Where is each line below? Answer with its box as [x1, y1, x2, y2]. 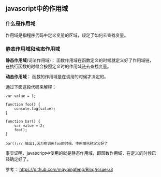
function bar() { [5, 119, 41, 124]
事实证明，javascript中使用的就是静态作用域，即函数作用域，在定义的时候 [5, 150, 152, 156]
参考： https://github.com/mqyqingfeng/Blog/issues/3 [5, 166, 113, 172]
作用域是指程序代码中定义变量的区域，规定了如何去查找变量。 [5, 32, 129, 38]
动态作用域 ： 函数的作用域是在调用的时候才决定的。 [5, 74, 108, 79]
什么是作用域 [5, 20, 36, 27]
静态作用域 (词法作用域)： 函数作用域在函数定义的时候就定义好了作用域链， [5, 57, 154, 63]
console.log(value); [14, 106, 56, 111]
